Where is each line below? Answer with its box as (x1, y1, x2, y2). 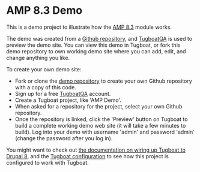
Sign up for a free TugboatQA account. (14, 90, 111, 97)
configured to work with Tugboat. (6, 159, 89, 166)
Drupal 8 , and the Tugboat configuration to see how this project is (6, 152, 169, 159)
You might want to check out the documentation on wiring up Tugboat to (6, 146, 186, 153)
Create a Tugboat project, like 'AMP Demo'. (14, 96, 122, 104)
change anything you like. (6, 54, 70, 61)
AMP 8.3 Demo (6, 4, 83, 17)
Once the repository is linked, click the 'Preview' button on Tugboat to (14, 115, 188, 123)
